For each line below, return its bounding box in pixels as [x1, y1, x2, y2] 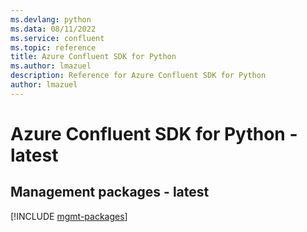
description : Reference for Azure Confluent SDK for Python [10, 71, 267, 81]
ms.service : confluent [10, 33, 105, 43]
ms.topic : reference [10, 42, 97, 53]
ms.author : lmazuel [10, 61, 92, 71]
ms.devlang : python [10, 14, 92, 25]
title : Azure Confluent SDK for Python [10, 52, 177, 62]
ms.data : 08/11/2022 [10, 24, 97, 34]
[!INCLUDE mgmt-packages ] [10, 210, 128, 222]
